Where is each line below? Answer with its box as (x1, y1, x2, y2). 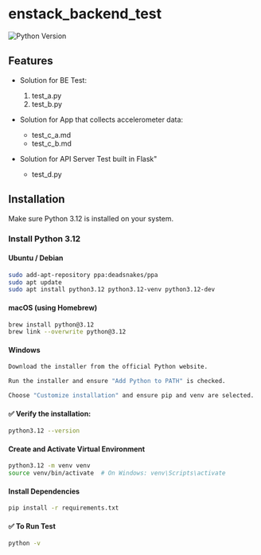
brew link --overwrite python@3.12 (8, 328, 127, 336)
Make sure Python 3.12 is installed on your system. (8, 213, 173, 223)
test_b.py (31, 99, 62, 108)
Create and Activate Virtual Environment (8, 444, 146, 454)
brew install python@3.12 (8, 320, 94, 329)
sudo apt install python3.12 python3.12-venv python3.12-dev (8, 286, 216, 294)
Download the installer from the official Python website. (8, 363, 208, 371)
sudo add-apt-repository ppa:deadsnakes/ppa (8, 271, 158, 279)
